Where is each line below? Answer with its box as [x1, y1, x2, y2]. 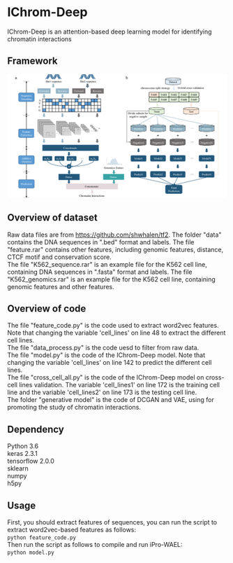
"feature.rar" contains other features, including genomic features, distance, [7, 245, 224, 253]
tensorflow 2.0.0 [7, 457, 54, 466]
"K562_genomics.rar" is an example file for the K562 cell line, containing [7, 274, 216, 284]
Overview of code [7, 303, 87, 314]
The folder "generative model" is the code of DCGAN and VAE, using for [7, 396, 214, 404]
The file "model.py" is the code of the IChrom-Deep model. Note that [7, 351, 206, 359]
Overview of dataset [7, 211, 98, 224]
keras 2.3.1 [7, 450, 38, 458]
